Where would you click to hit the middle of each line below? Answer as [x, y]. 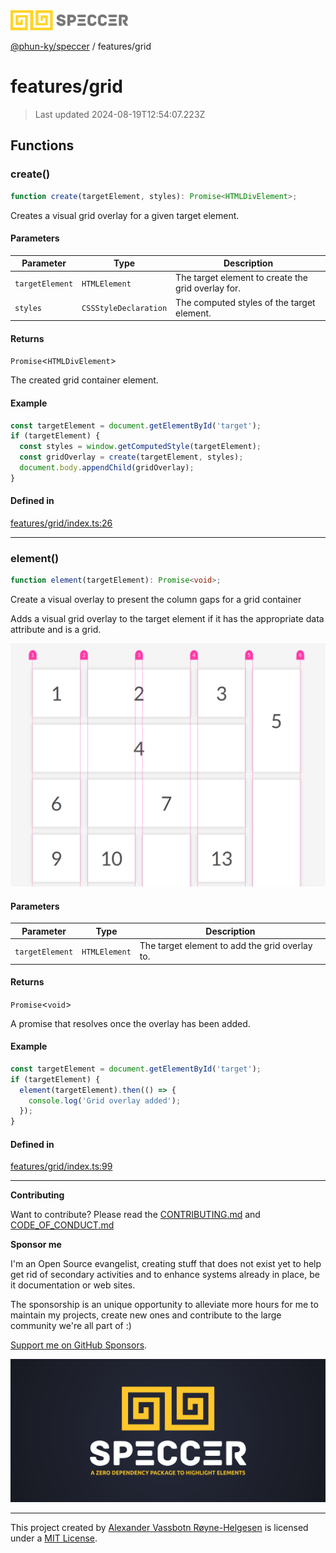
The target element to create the [241, 278]
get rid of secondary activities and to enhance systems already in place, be [165, 1275]
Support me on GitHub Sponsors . [79, 1345]
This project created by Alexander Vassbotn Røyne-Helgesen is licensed [159, 1527]
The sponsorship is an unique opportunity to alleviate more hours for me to [164, 1305]
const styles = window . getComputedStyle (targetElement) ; [140, 447]
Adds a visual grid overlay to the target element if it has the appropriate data [167, 619]
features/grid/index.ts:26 [61, 523]
